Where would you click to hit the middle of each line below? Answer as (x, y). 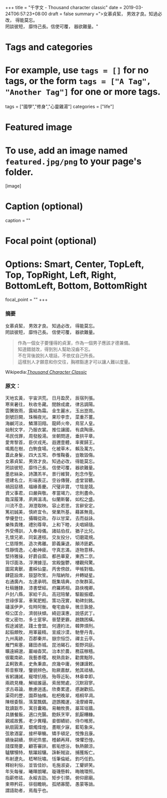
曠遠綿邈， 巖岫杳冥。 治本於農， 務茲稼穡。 (51, 651)
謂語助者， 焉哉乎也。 (28, 790)
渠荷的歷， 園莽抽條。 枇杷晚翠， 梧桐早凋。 (51, 695)
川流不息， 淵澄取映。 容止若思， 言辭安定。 (51, 505)
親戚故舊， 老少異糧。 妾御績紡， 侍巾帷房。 (51, 721)
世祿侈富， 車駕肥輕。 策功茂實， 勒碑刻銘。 (51, 600)
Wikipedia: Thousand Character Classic (46, 372)
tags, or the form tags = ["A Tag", (78, 81)
